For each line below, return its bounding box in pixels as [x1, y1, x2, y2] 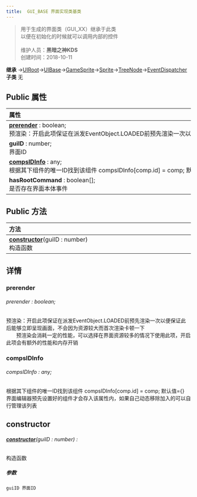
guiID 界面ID [6, 485, 36, 491]
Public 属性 [6, 92, 47, 103]
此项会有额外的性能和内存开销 [6, 339, 78, 346]
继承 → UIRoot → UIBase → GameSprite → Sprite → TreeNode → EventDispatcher [6, 66, 188, 73]
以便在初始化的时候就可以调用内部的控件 [20, 33, 118, 40]
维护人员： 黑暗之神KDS [20, 46, 78, 53]
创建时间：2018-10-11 [20, 53, 73, 60]
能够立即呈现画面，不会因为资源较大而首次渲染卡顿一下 [11, 324, 145, 331]
